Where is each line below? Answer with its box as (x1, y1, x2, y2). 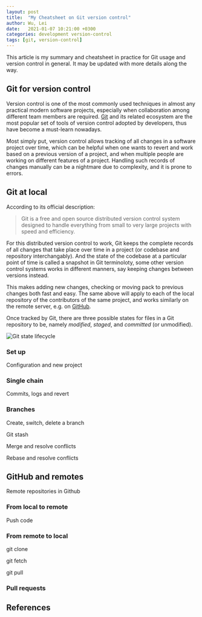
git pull (6, 569, 24, 576)
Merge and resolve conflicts (6, 442, 76, 449)
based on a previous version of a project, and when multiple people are (6, 150, 184, 157)
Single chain (6, 376, 44, 385)
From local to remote (6, 503, 68, 511)
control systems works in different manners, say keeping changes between (6, 265, 194, 272)
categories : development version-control (6, 31, 112, 38)
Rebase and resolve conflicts (6, 454, 79, 462)
